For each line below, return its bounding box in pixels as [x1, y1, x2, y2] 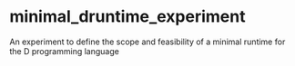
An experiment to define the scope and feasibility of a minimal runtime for [9, 36, 286, 47]
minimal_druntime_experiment [9, 6, 246, 27]
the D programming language [9, 45, 120, 56]
